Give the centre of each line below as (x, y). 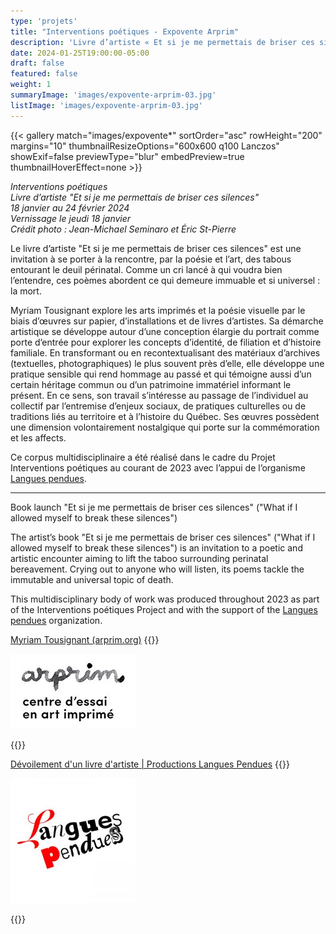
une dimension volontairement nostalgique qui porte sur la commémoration (165, 427)
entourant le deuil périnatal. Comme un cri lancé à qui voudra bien (146, 269)
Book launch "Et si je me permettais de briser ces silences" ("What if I (154, 507)
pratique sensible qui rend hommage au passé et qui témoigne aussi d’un (161, 374)
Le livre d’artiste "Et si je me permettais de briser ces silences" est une (156, 248)
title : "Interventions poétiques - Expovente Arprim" (125, 31)
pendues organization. (56, 620)
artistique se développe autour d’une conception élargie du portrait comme (165, 331)
